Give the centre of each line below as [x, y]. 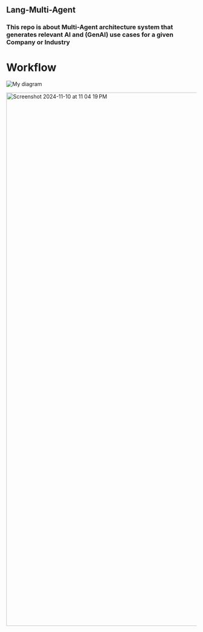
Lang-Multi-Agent [41, 10]
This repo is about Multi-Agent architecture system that [90, 27]
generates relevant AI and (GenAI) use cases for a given [90, 35]
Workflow [31, 67]
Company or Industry [38, 42]
